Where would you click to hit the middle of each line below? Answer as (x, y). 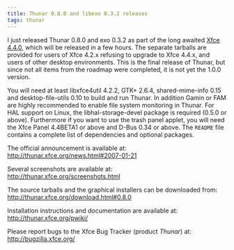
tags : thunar (26, 20)
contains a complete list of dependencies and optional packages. (101, 134)
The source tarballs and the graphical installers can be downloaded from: (112, 190)
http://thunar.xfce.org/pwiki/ (48, 218)
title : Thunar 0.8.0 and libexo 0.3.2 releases (78, 14)
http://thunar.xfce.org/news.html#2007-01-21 (72, 155)
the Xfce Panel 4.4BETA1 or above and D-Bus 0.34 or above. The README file (116, 127)
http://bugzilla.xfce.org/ (41, 239)
